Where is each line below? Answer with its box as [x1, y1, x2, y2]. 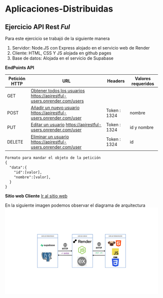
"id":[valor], [14, 170, 42, 175]
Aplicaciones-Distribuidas [5, 3, 113, 15]
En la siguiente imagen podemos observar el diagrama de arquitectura [5, 202, 146, 208]
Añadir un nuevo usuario [31, 105, 80, 110]
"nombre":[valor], [14, 175, 51, 180]
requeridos [131, 81, 154, 86]
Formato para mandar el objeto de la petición [5, 155, 101, 160]
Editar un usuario [31, 122, 65, 128]
